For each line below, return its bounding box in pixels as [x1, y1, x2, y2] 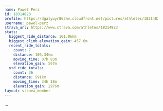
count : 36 [13, 70, 34, 75]
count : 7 [13, 48, 31, 52]
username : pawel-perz [4, 20, 49, 26]
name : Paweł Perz [4, 7, 40, 12]
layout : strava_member [4, 88, 51, 93]
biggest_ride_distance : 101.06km [9, 34, 77, 39]
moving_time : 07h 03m [13, 57, 57, 62]
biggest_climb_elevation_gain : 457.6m [9, 39, 88, 44]
